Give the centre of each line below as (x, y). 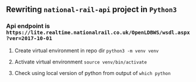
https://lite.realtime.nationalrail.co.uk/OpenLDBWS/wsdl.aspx (98, 33)
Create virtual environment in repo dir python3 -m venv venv (87, 50)
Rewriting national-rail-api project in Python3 (92, 10)
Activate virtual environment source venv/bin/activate (81, 62)
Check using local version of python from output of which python (92, 73)
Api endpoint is (28, 26)
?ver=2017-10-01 (29, 38)
